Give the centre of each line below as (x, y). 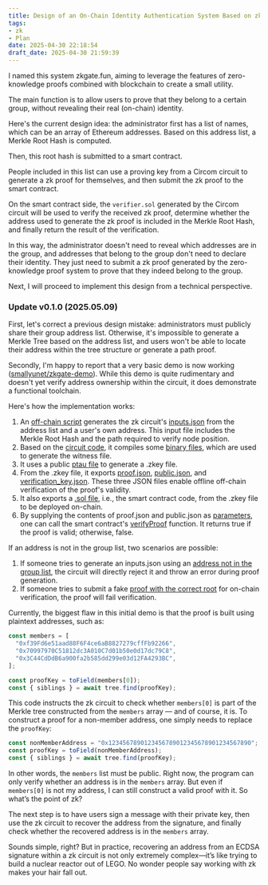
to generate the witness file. (66, 456)
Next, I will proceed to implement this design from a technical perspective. (130, 286)
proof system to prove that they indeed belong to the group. (145, 270)
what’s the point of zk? (45, 799)
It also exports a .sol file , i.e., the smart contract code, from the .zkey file (139, 499)
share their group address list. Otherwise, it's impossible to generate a (124, 333)
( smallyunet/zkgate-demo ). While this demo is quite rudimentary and (121, 374)
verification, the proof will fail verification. (88, 598)
